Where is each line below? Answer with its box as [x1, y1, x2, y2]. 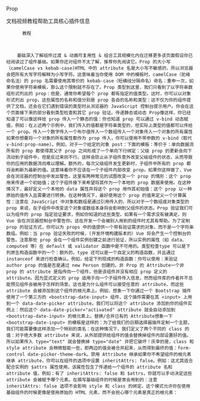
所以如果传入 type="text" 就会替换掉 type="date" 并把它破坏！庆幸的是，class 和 [6, 339, 194, 345]
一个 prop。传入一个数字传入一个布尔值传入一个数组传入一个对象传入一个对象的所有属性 [6, 129, 193, 135]
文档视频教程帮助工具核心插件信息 [6, 17, 90, 25]
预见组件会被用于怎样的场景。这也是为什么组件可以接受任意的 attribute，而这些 [10, 281, 184, 287]
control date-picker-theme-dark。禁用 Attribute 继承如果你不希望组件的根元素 [6, 351, 192, 357]
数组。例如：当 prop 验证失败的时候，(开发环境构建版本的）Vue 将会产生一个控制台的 [6, 230, 191, 236]
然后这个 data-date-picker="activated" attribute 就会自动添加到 [19, 307, 176, 313]
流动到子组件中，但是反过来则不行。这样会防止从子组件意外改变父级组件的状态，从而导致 [6, 154, 193, 160]
